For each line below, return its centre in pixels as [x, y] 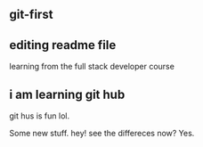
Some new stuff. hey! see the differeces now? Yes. [102, 134]
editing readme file [63, 45]
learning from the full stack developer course [92, 67]
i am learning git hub [67, 94]
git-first [31, 15]
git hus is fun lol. [39, 116]
